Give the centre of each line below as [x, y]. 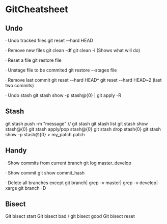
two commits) [20, 85]
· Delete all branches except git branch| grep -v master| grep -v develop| [81, 183]
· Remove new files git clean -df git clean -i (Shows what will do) [73, 50]
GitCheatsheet [37, 9]
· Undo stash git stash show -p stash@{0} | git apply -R [63, 95]
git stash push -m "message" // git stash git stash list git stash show [77, 123]
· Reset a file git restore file [34, 60]
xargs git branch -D [26, 188]
